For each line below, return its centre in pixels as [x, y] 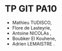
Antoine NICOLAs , [32, 33]
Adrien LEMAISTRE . [33, 43]
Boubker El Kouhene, [34, 38]
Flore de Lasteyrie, [32, 27]
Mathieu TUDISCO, [32, 22]
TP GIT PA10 [31, 9]
